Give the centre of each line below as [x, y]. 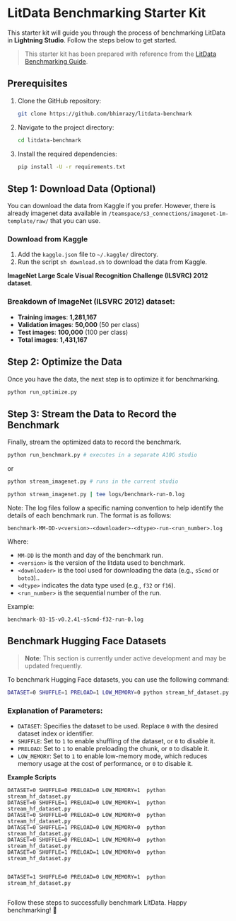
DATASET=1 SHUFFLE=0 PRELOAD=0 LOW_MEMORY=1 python [87, 877]
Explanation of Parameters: [55, 711]
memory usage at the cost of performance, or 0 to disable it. [105, 763]
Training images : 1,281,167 [57, 317]
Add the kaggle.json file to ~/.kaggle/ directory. [88, 254]
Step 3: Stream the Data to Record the [92, 414]
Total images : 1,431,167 [52, 339]
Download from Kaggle [48, 239]
